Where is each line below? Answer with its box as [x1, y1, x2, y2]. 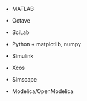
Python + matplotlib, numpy [11, 41, 82, 47]
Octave [11, 17, 30, 24]
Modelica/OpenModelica [11, 88, 74, 95]
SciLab [11, 29, 30, 36]
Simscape [11, 76, 37, 83]
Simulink [11, 52, 34, 60]
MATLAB [11, 5, 34, 12]
